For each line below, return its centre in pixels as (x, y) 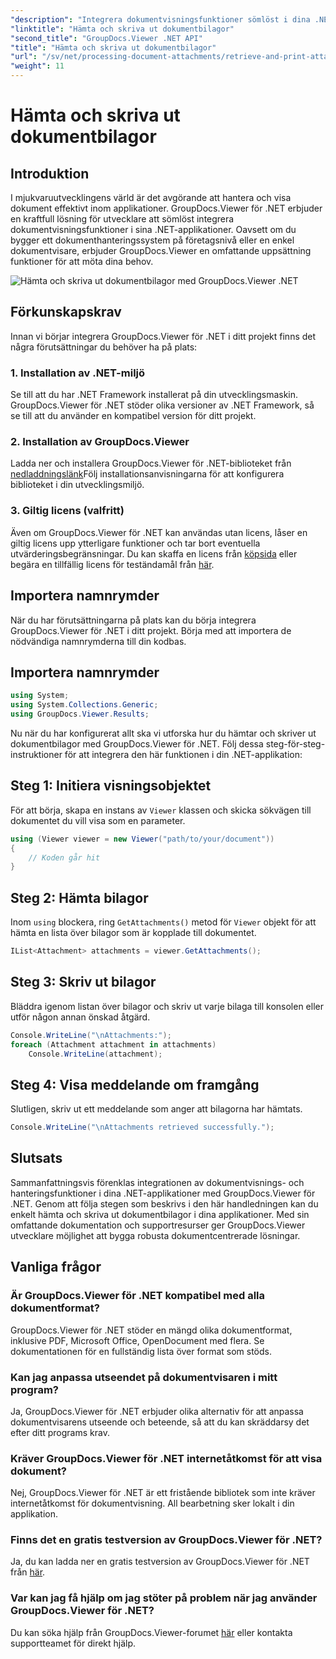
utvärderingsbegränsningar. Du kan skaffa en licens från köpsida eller (154, 553)
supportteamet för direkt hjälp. (73, 1643)
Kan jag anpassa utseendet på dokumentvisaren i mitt (144, 1377)
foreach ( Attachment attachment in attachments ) (113, 1044)
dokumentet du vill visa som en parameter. (98, 820)
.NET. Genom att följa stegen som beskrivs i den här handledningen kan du (164, 1203)
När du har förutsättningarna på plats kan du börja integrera (133, 620)
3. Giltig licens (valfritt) (67, 511)
